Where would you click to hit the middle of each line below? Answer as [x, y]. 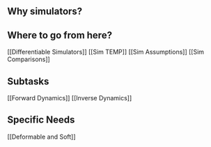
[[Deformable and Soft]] [41, 137]
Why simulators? [45, 11]
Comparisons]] [29, 59]
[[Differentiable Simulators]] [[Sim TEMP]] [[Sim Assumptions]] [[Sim [105, 52]
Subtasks [28, 81]
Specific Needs [41, 120]
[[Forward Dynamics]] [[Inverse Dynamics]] [70, 98]
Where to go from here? [60, 35]
